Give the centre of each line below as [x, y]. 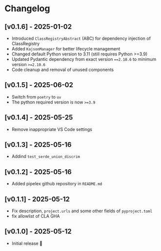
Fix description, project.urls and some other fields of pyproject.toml [82, 211]
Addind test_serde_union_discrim [46, 156]
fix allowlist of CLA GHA [36, 216]
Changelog [27, 9]
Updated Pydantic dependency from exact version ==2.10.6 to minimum [84, 59]
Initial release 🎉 [27, 243]
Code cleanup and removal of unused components [63, 70]
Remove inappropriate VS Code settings [52, 129]
